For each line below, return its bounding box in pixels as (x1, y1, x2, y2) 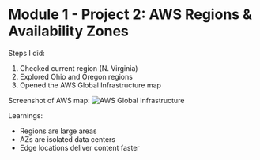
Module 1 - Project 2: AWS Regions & (8, 6, 253, 24)
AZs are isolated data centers (19, 134, 116, 143)
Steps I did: (8, 48, 45, 58)
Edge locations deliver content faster (19, 143, 140, 152)
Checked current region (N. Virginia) (19, 63, 138, 73)
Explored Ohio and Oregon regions (19, 72, 133, 81)
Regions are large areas (19, 126, 97, 136)
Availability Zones (8, 22, 129, 40)
